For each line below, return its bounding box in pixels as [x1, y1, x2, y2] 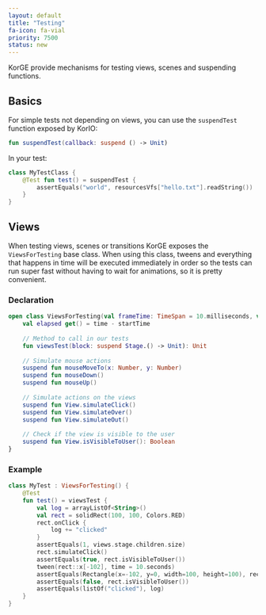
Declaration [8, 294, 54, 305]
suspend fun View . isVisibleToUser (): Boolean [22, 437, 176, 446]
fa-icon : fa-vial [8, 26, 66, 34]
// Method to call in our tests [22, 334, 129, 342]
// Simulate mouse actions [22, 357, 112, 365]
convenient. [8, 275, 47, 284]
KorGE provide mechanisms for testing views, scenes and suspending [8, 63, 237, 72]
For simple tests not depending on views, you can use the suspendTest [8, 115, 237, 124]
